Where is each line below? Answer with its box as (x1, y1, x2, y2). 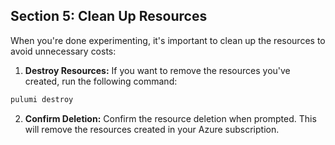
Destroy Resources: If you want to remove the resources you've (24, 64, 291, 76)
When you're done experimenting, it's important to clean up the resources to (10, 34, 326, 46)
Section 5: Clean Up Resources (10, 8, 208, 25)
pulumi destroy (10, 94, 74, 104)
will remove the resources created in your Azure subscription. (24, 123, 280, 135)
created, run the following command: (24, 75, 178, 87)
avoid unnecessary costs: (10, 45, 117, 57)
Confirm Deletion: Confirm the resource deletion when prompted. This (24, 112, 317, 124)
